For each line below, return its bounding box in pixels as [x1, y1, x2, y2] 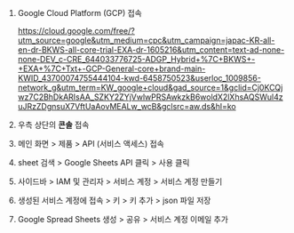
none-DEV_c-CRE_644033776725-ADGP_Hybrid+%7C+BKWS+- [17, 54, 256, 64]
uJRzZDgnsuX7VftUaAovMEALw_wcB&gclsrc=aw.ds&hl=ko [17, 101, 237, 111]
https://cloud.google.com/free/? [17, 26, 135, 36]
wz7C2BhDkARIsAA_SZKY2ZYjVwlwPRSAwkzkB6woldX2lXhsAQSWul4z [17, 92, 283, 102]
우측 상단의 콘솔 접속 [17, 119, 90, 130]
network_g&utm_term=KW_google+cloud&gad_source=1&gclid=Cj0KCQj [17, 83, 283, 92]
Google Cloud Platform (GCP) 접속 [17, 8, 142, 18]
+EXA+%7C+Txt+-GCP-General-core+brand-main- [17, 63, 206, 74]
